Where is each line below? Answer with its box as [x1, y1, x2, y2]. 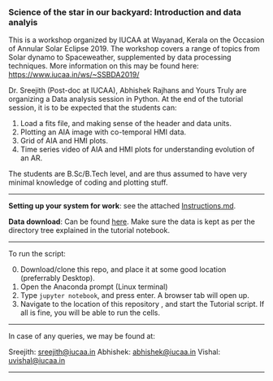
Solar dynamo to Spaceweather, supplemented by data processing [8, 52, 232, 63]
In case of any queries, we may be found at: [8, 331, 156, 341]
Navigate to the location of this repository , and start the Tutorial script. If [19, 300, 265, 309]
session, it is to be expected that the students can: [8, 103, 177, 112]
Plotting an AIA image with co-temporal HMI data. [19, 127, 187, 137]
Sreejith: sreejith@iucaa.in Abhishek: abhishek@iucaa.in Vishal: [8, 347, 221, 357]
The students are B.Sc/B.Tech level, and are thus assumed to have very [8, 169, 248, 179]
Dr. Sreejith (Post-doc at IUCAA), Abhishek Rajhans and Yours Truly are [8, 85, 247, 95]
